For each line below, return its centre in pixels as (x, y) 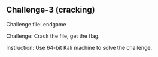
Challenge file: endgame (37, 24)
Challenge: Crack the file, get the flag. (53, 36)
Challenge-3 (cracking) (51, 10)
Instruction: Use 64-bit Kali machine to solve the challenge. (79, 47)
